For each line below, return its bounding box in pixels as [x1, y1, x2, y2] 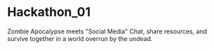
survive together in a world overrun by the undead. [7, 34, 153, 42]
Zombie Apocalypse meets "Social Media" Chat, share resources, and [7, 27, 207, 35]
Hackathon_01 [7, 4, 91, 20]
